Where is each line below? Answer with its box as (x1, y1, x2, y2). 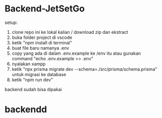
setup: (4, 19, 18, 25)
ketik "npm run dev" (11, 77, 53, 83)
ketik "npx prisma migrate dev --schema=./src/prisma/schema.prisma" (11, 66, 158, 72)
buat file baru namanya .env (11, 45, 70, 51)
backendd (4, 104, 47, 115)
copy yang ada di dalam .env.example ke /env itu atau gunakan (11, 50, 141, 56)
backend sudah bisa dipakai (4, 86, 62, 92)
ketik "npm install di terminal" (11, 39, 73, 45)
